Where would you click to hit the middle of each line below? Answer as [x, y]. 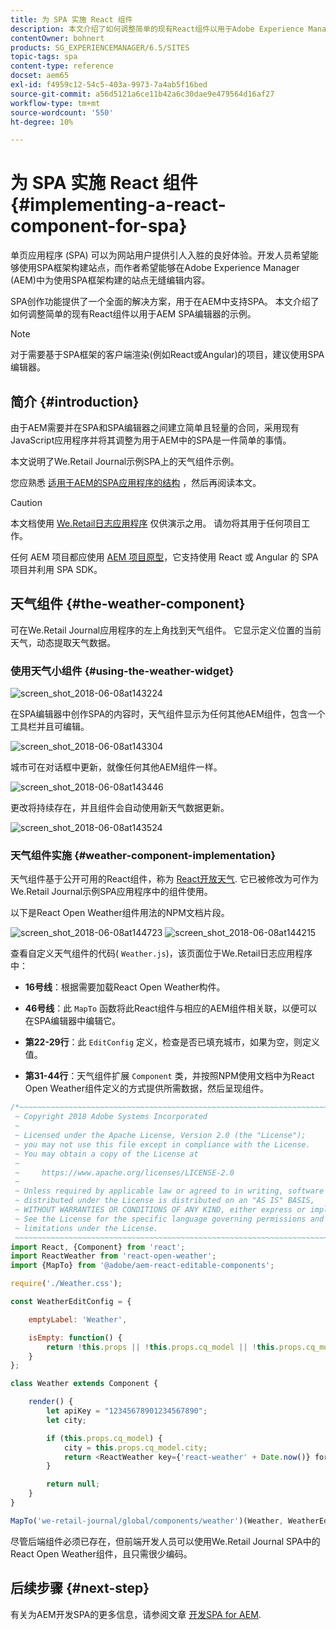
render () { [51, 1402]
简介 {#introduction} [75, 401]
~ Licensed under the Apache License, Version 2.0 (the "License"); [160, 1136]
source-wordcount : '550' [62, 112]
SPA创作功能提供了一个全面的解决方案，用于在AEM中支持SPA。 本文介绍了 [165, 302]
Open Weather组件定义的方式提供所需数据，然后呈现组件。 [146, 1088]
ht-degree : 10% [42, 122]
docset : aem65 [40, 76]
